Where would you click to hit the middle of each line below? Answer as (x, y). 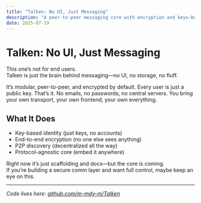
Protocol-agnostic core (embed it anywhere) (69, 152)
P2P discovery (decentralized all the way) (66, 146)
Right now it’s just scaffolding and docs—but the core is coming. (85, 164)
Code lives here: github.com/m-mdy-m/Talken (63, 194)
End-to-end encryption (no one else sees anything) (78, 140)
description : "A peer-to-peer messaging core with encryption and (91, 17)
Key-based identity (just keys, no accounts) (68, 133)
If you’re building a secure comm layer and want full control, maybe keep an (100, 170)
